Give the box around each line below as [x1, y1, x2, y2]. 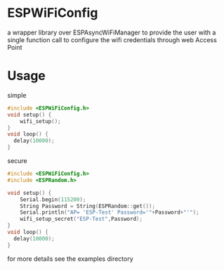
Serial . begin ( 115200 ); [20, 195, 86, 203]
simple [7, 91, 27, 99]
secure [7, 157, 28, 165]
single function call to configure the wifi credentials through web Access [7, 35, 218, 44]
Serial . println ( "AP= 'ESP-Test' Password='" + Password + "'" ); [20, 209, 199, 216]
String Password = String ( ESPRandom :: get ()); [20, 202, 156, 210]
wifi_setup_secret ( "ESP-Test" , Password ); [20, 216, 143, 223]
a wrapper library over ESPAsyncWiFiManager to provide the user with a [7, 28, 216, 37]
